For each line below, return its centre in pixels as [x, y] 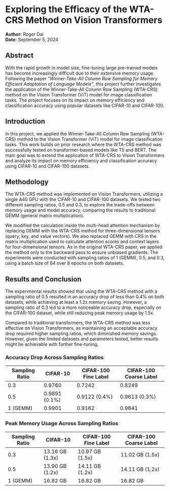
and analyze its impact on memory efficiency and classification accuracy [81, 160]
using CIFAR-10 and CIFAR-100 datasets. [48, 166]
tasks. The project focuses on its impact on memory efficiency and [75, 100]
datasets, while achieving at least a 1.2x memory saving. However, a [76, 302]
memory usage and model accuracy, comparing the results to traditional [80, 210]
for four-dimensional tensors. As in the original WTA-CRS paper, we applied [84, 247]
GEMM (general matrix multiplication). [45, 216]
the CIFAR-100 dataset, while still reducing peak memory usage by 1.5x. [80, 313]
